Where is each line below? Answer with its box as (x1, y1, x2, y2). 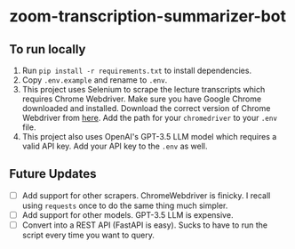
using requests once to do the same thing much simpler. (21, 200, 228, 211)
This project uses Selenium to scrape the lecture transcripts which (21, 84, 266, 94)
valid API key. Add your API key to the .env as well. (21, 141, 208, 151)
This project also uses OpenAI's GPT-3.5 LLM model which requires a (21, 132, 277, 141)
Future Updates (9, 166, 97, 181)
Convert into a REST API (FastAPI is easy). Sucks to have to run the (21, 220, 268, 230)
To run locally (9, 42, 86, 57)
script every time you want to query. (21, 229, 155, 240)
